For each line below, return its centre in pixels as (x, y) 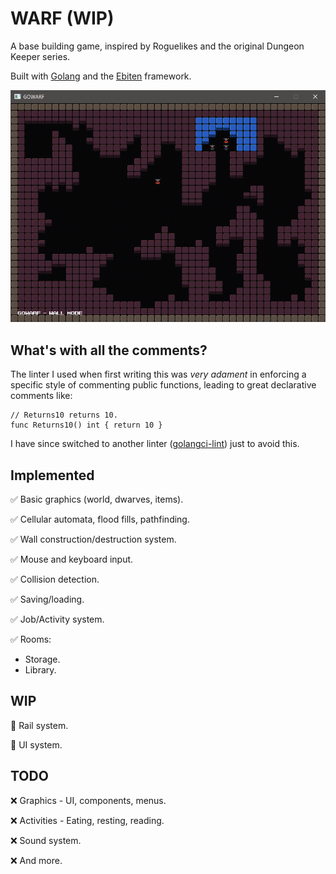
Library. (40, 670)
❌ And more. (36, 860)
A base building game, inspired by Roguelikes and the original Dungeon (157, 46)
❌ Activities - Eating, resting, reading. (87, 820)
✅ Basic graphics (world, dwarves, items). (97, 499)
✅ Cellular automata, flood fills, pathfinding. (100, 519)
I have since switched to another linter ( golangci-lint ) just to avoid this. (155, 444)
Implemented (52, 475)
